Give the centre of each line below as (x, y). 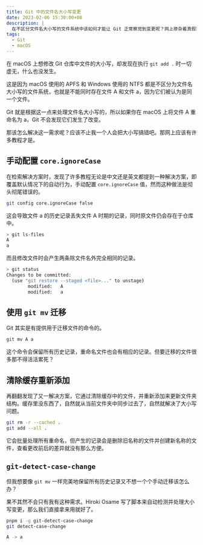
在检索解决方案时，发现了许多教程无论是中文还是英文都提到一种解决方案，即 (101, 177)
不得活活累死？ (35, 359)
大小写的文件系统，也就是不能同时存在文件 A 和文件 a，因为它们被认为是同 (99, 91)
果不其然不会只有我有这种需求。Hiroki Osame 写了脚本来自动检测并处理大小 (101, 501)
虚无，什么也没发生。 (33, 71)
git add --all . (27, 428)
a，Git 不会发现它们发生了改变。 (64, 119)
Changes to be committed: (39, 275)
